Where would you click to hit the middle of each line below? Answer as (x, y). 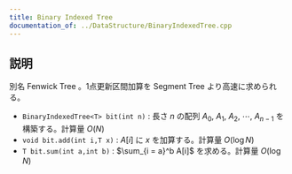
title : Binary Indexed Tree (61, 17)
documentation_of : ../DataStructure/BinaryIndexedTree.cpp (121, 26)
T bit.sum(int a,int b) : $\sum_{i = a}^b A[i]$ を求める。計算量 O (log (151, 151)
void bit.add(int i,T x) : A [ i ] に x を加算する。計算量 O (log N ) (138, 140)
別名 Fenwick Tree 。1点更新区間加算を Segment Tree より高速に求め (135, 87)
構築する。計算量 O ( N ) (63, 129)
